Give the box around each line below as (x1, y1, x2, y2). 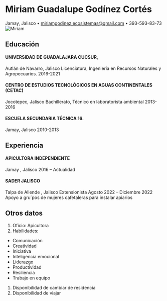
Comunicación (12, 237, 43, 243)
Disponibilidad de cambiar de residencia (12, 284, 96, 290)
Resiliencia (12, 269, 35, 275)
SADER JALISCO (5, 178, 41, 184)
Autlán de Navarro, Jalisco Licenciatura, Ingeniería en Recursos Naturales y (5, 65, 161, 71)
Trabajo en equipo (12, 275, 51, 281)
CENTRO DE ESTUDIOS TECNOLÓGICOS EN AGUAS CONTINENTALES (5, 82, 153, 88)
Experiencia (5, 141, 44, 150)
